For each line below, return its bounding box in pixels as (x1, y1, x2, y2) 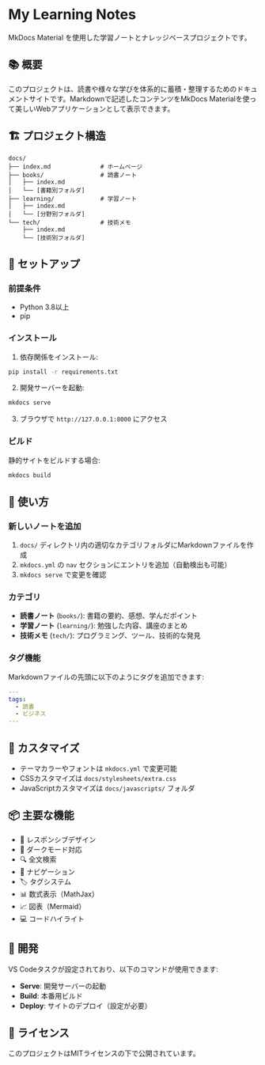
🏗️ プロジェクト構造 (8, 129, 106, 143)
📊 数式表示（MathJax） (19, 889, 99, 899)
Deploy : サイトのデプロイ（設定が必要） (19, 1001, 152, 1010)
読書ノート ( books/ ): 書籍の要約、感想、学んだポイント (19, 611, 198, 620)
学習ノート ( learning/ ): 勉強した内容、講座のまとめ (19, 621, 188, 631)
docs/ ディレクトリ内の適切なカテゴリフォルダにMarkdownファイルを (19, 540, 248, 550)
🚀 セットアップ (8, 257, 81, 271)
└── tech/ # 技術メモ (8, 218, 132, 226)
